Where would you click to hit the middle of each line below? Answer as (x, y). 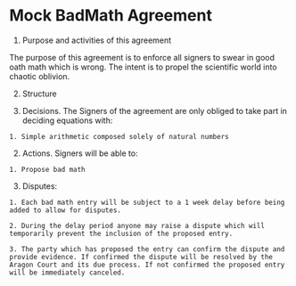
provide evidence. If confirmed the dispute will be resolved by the (141, 257)
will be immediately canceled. (67, 273)
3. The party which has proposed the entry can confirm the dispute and (147, 249)
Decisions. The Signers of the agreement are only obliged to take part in (155, 110)
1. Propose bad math (48, 169)
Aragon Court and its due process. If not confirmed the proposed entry (147, 265)
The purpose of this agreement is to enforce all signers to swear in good (142, 57)
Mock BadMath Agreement (111, 16)
